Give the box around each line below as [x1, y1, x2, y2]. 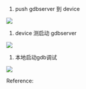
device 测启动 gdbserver [15, 30, 77, 36]
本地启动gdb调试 [15, 54, 58, 61]
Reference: [6, 77, 34, 84]
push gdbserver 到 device [15, 5, 80, 12]
